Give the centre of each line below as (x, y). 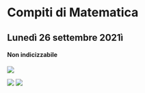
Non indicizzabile (32, 55)
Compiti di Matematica (73, 13)
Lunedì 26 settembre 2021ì (65, 38)
